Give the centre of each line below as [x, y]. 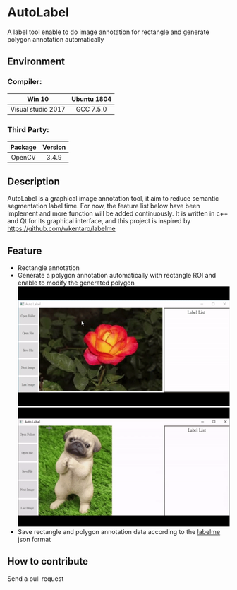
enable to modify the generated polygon [76, 283]
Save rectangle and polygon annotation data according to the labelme [119, 532]
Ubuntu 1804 [91, 99]
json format [34, 539]
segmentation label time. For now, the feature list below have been [104, 206]
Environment [36, 62]
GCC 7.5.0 [91, 110]
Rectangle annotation [48, 268]
